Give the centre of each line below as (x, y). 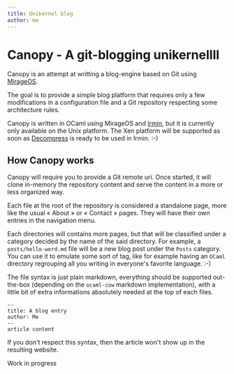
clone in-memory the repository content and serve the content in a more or (115, 185)
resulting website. (33, 350)
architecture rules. (34, 110)
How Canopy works (51, 160)
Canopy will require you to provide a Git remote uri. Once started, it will (109, 177)
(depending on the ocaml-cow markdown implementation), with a (123, 285)
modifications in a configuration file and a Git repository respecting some (112, 103)
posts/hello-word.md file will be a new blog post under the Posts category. (114, 249)
